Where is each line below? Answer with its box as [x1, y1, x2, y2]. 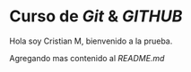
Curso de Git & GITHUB [9, 6, 183, 27]
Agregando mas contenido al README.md [9, 52, 165, 63]
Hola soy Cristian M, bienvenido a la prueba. [9, 36, 173, 46]
